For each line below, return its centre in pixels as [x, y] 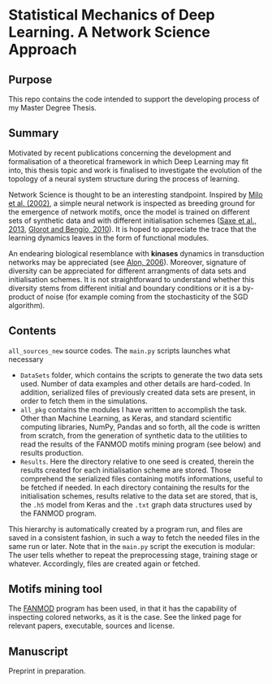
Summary [34, 133]
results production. [52, 452]
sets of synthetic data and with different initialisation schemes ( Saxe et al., [133, 220]
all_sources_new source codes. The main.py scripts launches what [119, 351]
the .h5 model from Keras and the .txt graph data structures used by [136, 504]
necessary [26, 359]
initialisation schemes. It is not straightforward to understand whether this [132, 279]
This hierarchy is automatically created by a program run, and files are [126, 529]
